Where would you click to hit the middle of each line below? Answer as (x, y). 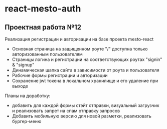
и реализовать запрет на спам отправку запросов (66, 111)
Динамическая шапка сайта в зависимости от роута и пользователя (86, 70)
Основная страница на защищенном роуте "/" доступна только (80, 49)
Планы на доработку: (28, 96)
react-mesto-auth (43, 9)
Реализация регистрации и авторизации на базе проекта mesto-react (79, 39)
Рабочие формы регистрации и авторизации (60, 75)
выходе (20, 86)
